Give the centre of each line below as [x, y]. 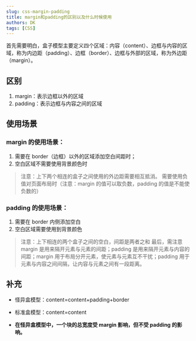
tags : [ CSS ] [21, 28]
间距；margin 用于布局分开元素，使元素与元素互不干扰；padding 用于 [105, 256]
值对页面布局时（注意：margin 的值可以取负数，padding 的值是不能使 [105, 183]
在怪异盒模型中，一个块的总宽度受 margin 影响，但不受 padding [93, 324]
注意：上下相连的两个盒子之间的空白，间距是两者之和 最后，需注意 [102, 242]
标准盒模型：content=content [50, 312]
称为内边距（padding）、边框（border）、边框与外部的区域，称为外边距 [102, 53]
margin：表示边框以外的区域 [49, 96]
